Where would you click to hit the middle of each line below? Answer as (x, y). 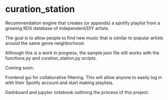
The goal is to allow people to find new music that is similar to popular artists (84, 38)
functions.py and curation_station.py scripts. (51, 58)
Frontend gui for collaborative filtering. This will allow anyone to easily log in (83, 77)
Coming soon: (20, 68)
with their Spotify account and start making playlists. (59, 83)
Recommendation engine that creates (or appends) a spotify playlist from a (83, 23)
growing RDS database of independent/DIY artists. (57, 28)
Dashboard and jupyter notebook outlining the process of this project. (77, 92)
